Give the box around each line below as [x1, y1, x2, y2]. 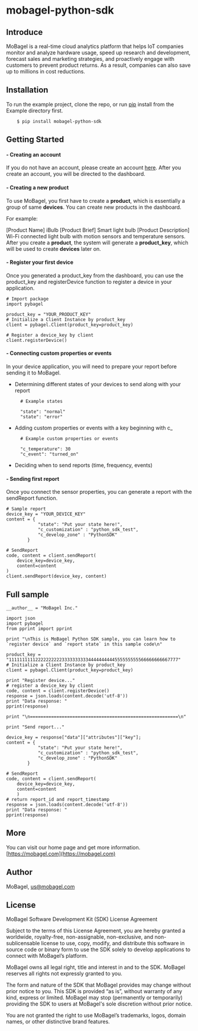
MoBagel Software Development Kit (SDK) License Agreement [6, 916, 158, 923]
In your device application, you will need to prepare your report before [6, 363, 177, 370]
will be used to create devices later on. [6, 245, 102, 252]
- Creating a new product [6, 184, 69, 191]
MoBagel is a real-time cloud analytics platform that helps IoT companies [6, 43, 184, 50]
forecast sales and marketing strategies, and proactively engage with [6, 56, 175, 62]
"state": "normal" [20, 409, 66, 415]
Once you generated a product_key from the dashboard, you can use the [6, 272, 184, 279]
